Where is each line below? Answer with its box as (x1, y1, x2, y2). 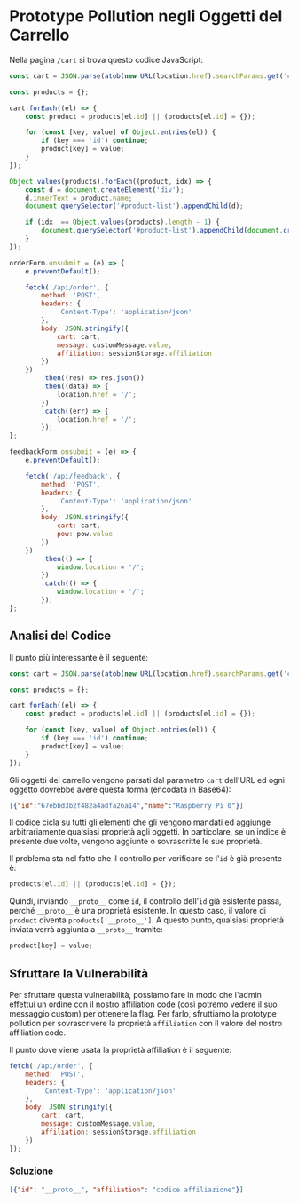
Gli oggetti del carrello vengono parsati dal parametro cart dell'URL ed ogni (9, 774, 286, 785)
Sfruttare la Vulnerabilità (9, 966, 149, 981)
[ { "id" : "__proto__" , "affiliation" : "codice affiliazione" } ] (9, 1185, 244, 1194)
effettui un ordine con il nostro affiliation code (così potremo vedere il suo (9, 999, 278, 1009)
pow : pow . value (56, 530, 114, 539)
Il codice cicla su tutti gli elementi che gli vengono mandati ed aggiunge (9, 817, 271, 827)
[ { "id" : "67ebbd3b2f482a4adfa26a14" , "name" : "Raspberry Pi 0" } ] (9, 801, 244, 810)
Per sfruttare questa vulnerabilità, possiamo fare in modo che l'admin (9, 989, 262, 1000)
